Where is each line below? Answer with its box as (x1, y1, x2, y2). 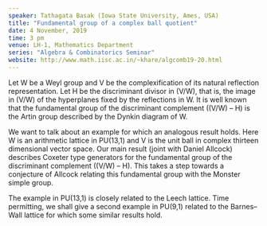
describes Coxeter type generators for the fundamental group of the (8, 152, 233, 162)
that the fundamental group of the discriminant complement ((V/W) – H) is (8, 103, 251, 112)
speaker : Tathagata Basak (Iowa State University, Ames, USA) (8, 11, 219, 20)
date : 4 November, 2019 (8, 26, 88, 34)
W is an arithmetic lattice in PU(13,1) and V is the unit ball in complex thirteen (8, 135, 259, 145)
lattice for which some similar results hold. (23, 210, 163, 220)
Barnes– (230, 201, 257, 211)
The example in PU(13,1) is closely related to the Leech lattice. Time (8, 193, 230, 203)
